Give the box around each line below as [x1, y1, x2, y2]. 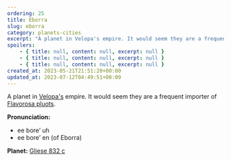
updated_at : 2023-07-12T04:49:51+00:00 [7, 73, 122, 81]
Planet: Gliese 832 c [7, 147, 65, 155]
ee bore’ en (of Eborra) [16, 134, 82, 142]
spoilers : [7, 42, 36, 49]
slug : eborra [7, 23, 45, 29]
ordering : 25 [7, 10, 45, 17]
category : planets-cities [7, 29, 81, 36]
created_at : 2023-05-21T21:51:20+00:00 [7, 67, 122, 74]
